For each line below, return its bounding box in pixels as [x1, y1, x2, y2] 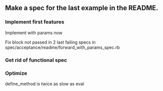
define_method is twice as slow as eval [5, 81, 84, 87]
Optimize [5, 69, 27, 76]
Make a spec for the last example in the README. [5, 4, 159, 12]
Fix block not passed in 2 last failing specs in [5, 39, 96, 45]
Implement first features [5, 19, 65, 25]
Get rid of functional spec [5, 56, 67, 63]
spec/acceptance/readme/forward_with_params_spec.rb [5, 44, 120, 50]
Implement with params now [5, 29, 63, 36]
